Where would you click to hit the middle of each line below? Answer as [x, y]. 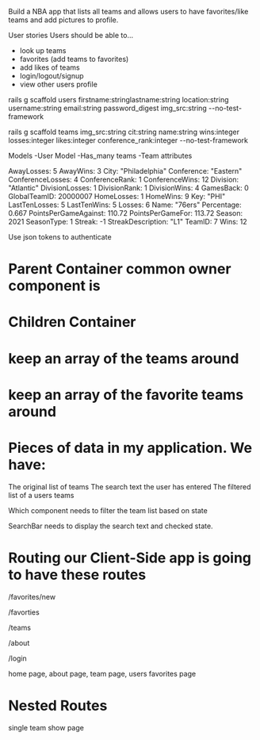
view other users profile [58, 84]
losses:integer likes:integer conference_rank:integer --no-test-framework [128, 140]
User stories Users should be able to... [71, 35]
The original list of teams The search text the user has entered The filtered [130, 486]
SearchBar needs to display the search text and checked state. [111, 526]
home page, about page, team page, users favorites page [102, 673]
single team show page [46, 727]
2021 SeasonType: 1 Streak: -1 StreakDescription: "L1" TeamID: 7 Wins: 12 [128, 222]
